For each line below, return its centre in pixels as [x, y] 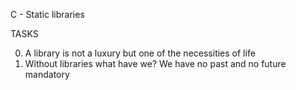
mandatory [47, 74]
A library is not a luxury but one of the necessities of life [140, 53]
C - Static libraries [47, 14]
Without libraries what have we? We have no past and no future [155, 63]
